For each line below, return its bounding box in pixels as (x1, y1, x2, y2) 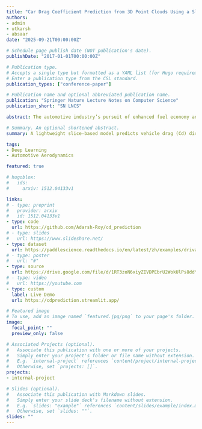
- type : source (6, 263, 44, 270)
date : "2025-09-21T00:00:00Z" (6, 37, 82, 43)
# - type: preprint (6, 202, 55, 208)
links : (6, 196, 23, 202)
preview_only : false (11, 330, 63, 336)
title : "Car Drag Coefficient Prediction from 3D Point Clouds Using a (6, 8, 189, 15)
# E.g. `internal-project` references (6, 358, 109, 365)
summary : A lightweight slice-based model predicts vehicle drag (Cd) (6, 130, 187, 136)
